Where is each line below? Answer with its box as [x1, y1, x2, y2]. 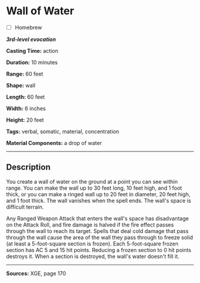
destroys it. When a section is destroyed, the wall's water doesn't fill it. [6, 253, 180, 260]
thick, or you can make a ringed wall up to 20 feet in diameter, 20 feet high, [6, 190, 190, 197]
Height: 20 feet [6, 117, 44, 123]
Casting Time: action [6, 48, 58, 54]
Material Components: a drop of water [6, 140, 102, 146]
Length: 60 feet [6, 93, 45, 100]
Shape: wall [6, 82, 36, 89]
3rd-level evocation [6, 36, 57, 43]
